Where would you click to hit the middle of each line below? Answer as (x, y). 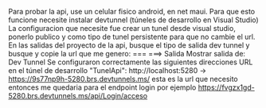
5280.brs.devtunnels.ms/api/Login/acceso (78, 96)
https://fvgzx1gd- (226, 87)
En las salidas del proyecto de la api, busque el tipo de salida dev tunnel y (129, 45)
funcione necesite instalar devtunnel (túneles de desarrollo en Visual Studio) (133, 20)
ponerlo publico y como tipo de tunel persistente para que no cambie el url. (132, 37)
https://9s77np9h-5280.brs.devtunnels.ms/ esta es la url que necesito (123, 79)
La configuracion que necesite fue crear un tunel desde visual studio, (122, 28)
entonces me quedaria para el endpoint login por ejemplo (102, 87)
